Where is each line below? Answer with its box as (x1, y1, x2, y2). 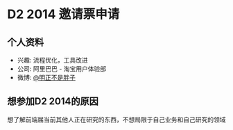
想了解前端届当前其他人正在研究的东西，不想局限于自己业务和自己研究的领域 (7, 115, 226, 124)
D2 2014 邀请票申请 (7, 6, 120, 22)
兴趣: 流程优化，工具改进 (17, 56, 88, 64)
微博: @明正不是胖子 (17, 74, 76, 81)
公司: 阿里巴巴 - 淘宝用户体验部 (17, 65, 107, 73)
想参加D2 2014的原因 (7, 95, 99, 108)
